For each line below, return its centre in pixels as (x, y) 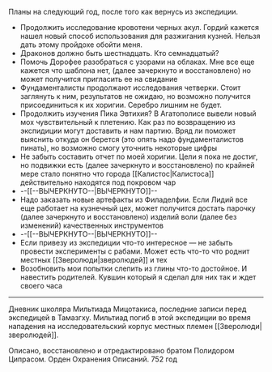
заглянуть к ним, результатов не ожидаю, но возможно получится (135, 96)
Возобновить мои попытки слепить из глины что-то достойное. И (134, 268)
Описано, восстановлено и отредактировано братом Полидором (121, 351)
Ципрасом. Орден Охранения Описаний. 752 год (93, 359)
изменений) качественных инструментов (92, 225)
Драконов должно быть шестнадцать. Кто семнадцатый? (119, 53)
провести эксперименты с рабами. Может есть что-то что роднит (135, 251)
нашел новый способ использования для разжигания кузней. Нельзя (140, 36)
